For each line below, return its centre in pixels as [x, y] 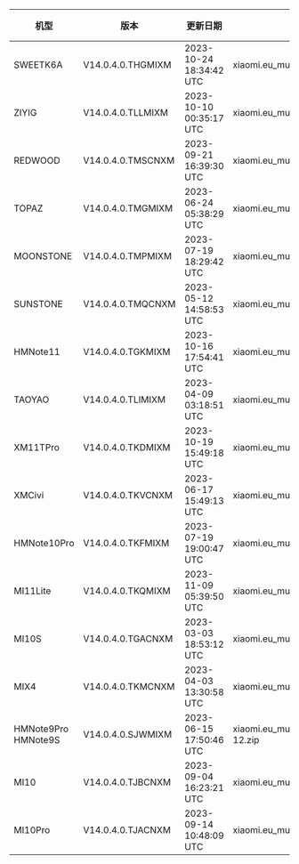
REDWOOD [37, 161]
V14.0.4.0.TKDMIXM [127, 447]
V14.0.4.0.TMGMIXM [128, 208]
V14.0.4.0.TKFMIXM [126, 543]
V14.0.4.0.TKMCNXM [129, 686]
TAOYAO [32, 400]
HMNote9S [37, 740]
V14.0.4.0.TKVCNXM [128, 495]
